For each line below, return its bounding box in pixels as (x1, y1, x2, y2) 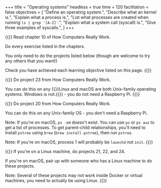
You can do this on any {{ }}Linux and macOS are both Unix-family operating (5, 86, 156, 92)
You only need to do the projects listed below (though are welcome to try (5, 53, 150, 59)
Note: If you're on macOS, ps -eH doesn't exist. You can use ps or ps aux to (5, 120, 155, 125)
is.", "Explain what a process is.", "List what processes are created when (5, 15, 149, 20)
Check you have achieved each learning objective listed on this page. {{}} (5, 67, 152, 73)
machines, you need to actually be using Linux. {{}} (5, 178, 107, 183)
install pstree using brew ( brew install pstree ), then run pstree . (5, 130, 133, 135)
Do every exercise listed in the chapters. (5, 44, 86, 49)
